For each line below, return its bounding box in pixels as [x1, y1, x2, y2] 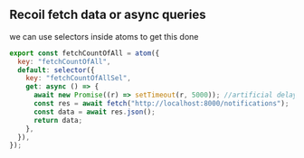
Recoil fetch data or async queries [9, 7, 206, 23]
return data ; [33, 116, 83, 125]
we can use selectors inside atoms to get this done [9, 31, 199, 42]
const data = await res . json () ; [33, 107, 156, 116]
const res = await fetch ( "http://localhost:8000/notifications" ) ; [33, 99, 290, 108]
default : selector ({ [17, 65, 95, 75]
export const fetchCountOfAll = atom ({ [9, 49, 160, 58]
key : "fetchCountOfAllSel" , [25, 74, 131, 83]
